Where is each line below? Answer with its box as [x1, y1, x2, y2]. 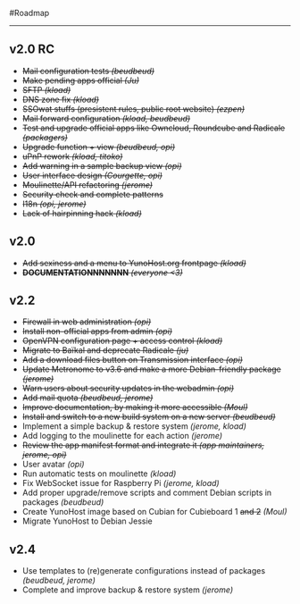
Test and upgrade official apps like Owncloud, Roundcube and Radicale [21, 122, 286, 133]
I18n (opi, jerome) [21, 198, 87, 209]
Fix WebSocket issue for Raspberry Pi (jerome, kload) [21, 478, 221, 489]
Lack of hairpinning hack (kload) [21, 207, 143, 218]
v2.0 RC [9, 42, 55, 57]
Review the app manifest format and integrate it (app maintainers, [21, 440, 265, 450]
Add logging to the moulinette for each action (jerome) [21, 431, 223, 441]
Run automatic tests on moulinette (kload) [21, 468, 177, 479]
